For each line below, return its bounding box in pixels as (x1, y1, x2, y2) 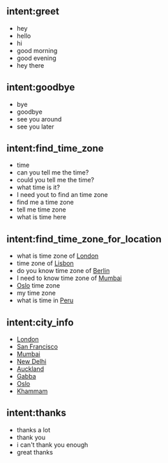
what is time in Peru (16, 296, 74, 304)
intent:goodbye (6, 82, 75, 94)
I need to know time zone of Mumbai (16, 274, 123, 282)
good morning (16, 46, 58, 54)
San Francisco (16, 342, 59, 351)
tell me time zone (16, 205, 67, 214)
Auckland (16, 365, 45, 373)
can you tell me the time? (16, 168, 89, 177)
